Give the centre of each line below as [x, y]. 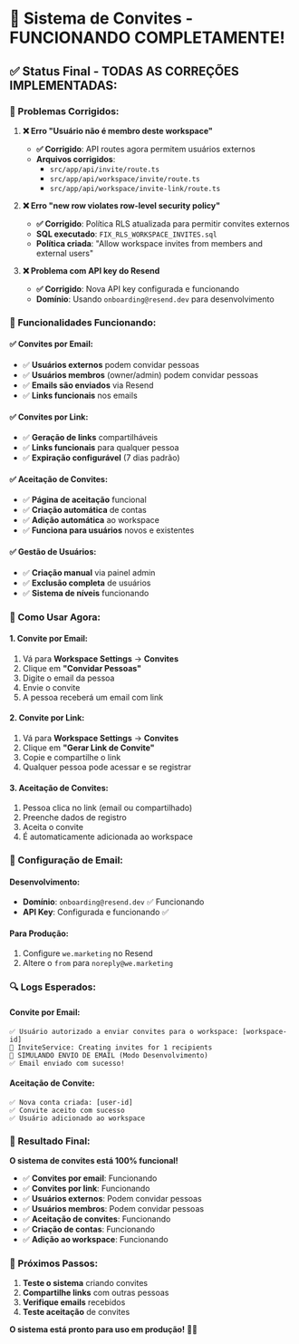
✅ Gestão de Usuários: [53, 551]
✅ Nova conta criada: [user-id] [71, 1102]
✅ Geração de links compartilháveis [90, 438]
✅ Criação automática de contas [84, 510]
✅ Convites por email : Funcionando [90, 1178]
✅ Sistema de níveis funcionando [86, 593]
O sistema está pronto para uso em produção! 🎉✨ [103, 1329]
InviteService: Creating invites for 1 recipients [115, 1047]
